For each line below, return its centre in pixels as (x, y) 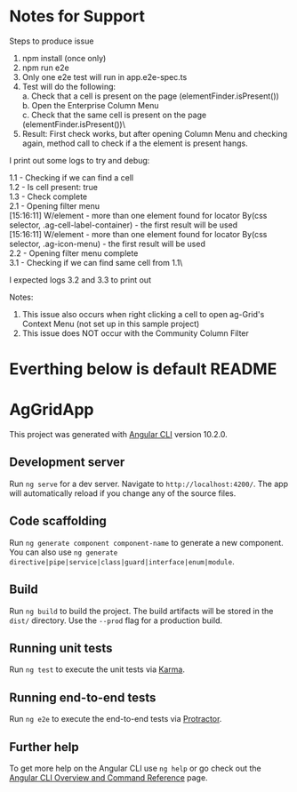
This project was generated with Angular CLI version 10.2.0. (119, 435)
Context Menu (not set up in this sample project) (111, 324)
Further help (44, 747)
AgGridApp (52, 410)
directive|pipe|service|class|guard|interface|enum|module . (122, 561)
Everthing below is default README (143, 369)
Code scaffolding (58, 521)
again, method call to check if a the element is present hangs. (135, 143)
